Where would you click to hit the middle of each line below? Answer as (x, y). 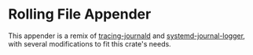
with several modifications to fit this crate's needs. (90, 43)
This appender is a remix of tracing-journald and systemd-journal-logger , (127, 36)
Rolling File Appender (80, 14)
